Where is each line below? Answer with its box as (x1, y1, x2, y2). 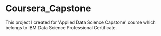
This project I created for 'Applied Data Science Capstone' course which (5, 19, 156, 25)
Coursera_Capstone (5, 3, 91, 14)
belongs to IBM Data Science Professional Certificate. (5, 24, 117, 30)
